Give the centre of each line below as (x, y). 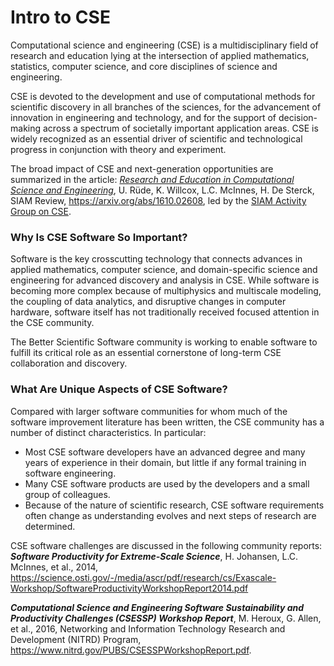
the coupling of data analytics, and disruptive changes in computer (148, 302)
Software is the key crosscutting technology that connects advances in (156, 259)
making (26, 128)
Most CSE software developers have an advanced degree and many (165, 452)
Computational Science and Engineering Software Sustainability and (157, 607)
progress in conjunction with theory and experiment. (118, 149)
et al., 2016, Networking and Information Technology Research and (148, 628)
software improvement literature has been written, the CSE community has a (167, 422)
